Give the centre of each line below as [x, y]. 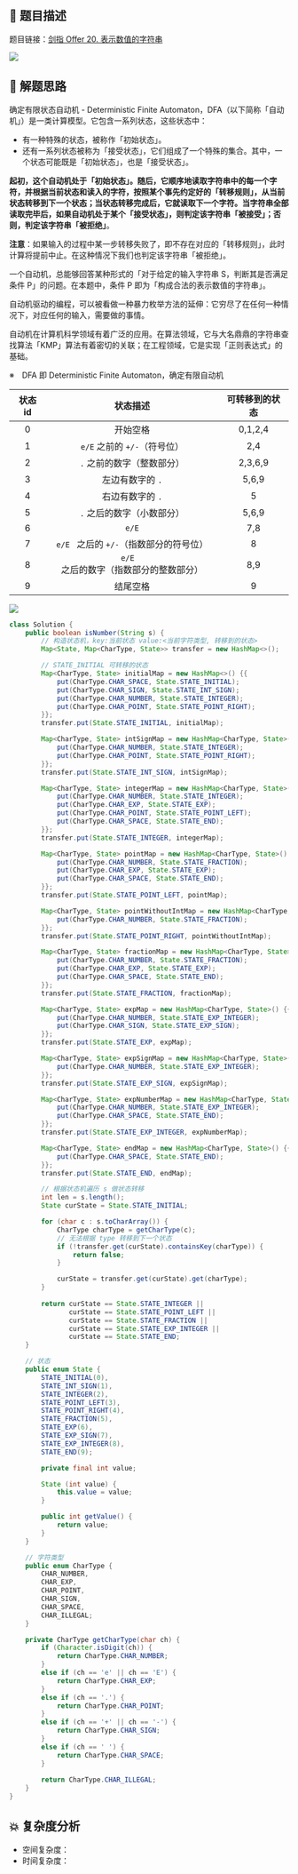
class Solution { [41, 625]
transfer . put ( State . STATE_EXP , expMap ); [117, 1042]
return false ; [98, 1255]
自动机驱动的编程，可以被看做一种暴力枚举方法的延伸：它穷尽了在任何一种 [145, 304]
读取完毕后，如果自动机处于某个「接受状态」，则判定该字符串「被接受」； [141, 214]
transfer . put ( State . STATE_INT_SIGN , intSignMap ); [134, 772]
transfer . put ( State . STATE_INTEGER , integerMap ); [133, 838]
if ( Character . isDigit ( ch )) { [97, 1648]
